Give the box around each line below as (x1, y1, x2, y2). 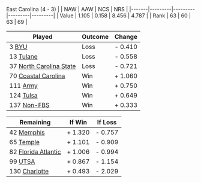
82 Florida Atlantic (9, 148, 61, 155)
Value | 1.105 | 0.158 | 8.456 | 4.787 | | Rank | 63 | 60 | (59, 12, 191, 19)
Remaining (19, 118, 51, 126)
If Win (69, 118, 87, 126)
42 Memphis (9, 129, 45, 136)
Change (114, 33, 138, 41)
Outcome (82, 33, 109, 41)
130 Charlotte (9, 167, 49, 175)
